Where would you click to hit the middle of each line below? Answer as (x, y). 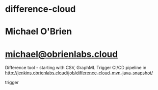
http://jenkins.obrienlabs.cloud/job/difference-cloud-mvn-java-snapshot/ (79, 73)
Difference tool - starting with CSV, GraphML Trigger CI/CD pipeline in (76, 68)
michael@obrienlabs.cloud (61, 54)
